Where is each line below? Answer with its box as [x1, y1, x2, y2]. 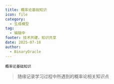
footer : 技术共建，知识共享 [5, 35, 57, 40]
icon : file [5, 12, 28, 17]
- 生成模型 [9, 21, 29, 26]
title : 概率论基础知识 [5, 7, 47, 12]
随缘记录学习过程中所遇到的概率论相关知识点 [17, 73, 110, 79]
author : [5, 44, 21, 49]
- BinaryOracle [9, 49, 41, 54]
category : [5, 16, 26, 21]
